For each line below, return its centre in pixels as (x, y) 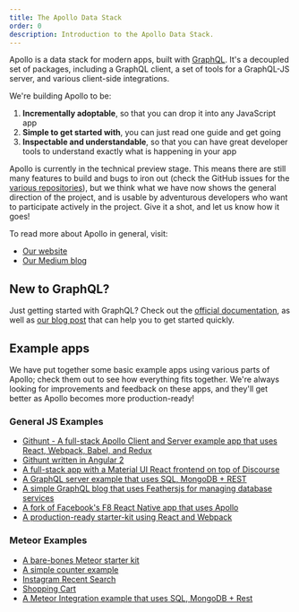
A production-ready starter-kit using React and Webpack (127, 517)
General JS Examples (56, 421)
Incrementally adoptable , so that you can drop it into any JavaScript (149, 114)
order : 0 (26, 26)
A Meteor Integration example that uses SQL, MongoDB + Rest (137, 598)
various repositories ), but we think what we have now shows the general (143, 188)
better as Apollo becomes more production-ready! (102, 398)
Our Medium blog (55, 261)
